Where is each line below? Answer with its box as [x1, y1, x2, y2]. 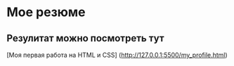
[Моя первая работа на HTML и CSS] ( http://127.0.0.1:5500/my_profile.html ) [6, 51, 228, 59]
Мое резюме [6, 4, 86, 20]
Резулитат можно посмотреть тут [6, 32, 164, 44]
